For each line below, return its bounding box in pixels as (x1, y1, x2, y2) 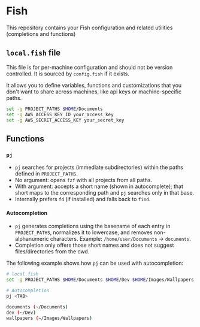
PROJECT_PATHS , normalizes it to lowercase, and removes (14, 229, 153, 236)
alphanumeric (14, 235, 49, 243)
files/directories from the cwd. (14, 248, 90, 255)
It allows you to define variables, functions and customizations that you (6, 81, 182, 89)
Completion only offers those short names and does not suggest (14, 241, 174, 249)
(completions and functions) (6, 30, 76, 37)
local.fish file (6, 48, 61, 58)
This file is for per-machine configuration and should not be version (6, 63, 173, 71)
